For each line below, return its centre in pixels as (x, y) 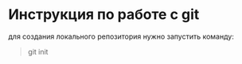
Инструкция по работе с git (104, 15)
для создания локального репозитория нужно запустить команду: (121, 36)
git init (38, 51)
